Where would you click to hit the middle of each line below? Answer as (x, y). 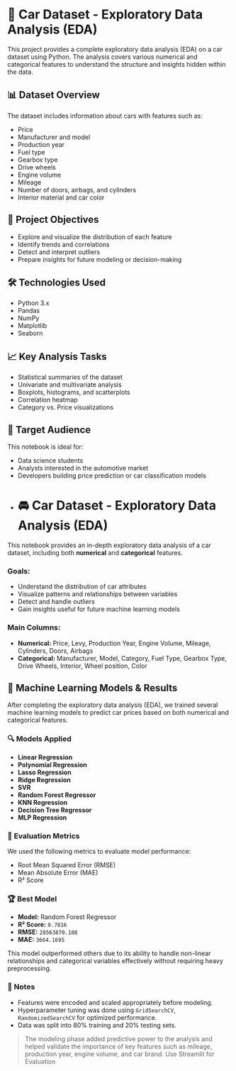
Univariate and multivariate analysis (69, 385)
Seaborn (30, 334)
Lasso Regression (45, 772)
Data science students (50, 460)
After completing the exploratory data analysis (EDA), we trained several (113, 705)
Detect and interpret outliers (59, 252)
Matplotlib (32, 326)
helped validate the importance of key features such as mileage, (118, 1046)
